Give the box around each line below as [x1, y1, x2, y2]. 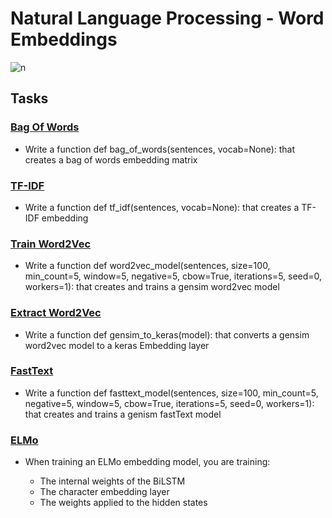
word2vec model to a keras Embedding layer [24, 339, 210, 351]
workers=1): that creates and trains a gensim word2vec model [24, 281, 280, 293]
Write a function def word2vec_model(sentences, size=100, [24, 260, 271, 272]
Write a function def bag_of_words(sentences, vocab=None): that [24, 143, 296, 155]
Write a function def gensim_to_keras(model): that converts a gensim [24, 328, 310, 341]
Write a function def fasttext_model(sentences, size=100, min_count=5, [24, 387, 319, 399]
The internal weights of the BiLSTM [39, 475, 186, 487]
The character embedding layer [39, 486, 170, 498]
